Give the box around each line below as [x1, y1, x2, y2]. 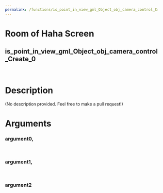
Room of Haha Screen [5, 28, 95, 39]
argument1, [5, 158, 33, 165]
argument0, [5, 135, 34, 142]
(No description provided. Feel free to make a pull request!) [5, 101, 124, 107]
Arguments [5, 118, 52, 129]
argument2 [5, 182, 32, 189]
